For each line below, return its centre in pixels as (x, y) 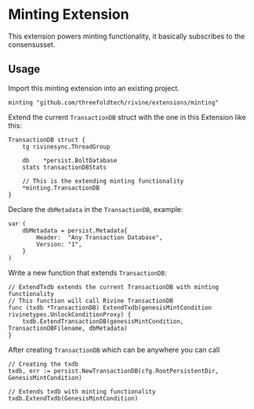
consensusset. (32, 44)
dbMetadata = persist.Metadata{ (75, 230)
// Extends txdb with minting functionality (82, 391)
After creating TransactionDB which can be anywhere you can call (114, 349)
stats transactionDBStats (65, 167)
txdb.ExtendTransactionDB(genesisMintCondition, (103, 321)
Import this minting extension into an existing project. (94, 88)
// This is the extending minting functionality (103, 181)
